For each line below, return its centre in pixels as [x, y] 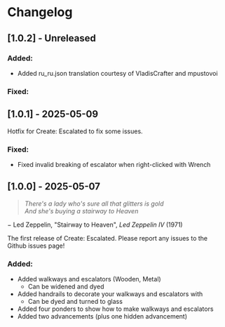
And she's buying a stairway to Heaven [81, 211]
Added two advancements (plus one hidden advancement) [102, 316]
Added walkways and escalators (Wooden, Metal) [89, 279]
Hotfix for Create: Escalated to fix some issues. [75, 131]
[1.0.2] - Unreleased [52, 38]
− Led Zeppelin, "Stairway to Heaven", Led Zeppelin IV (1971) [95, 225]
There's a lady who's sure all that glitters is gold [94, 203]
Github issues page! [36, 246]
